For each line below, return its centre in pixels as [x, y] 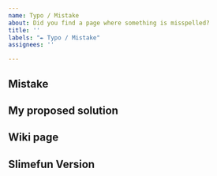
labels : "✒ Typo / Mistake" [54, 37]
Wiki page [34, 138]
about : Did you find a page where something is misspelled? [109, 23]
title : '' [24, 30]
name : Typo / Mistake [44, 15]
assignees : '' [32, 45]
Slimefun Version [52, 164]
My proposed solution [63, 110]
